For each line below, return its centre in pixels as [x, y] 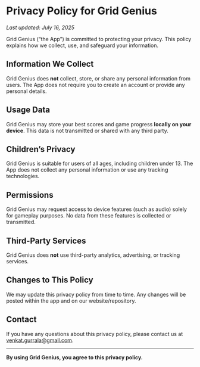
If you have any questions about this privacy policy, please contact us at [95, 334]
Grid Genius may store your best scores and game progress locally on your [99, 124]
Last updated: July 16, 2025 [40, 27]
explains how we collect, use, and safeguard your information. [82, 45]
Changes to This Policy [50, 280]
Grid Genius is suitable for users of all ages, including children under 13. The [100, 164]
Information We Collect [50, 64]
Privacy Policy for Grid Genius [82, 11]
